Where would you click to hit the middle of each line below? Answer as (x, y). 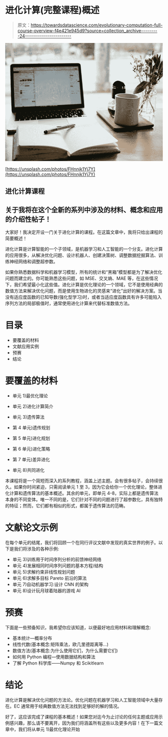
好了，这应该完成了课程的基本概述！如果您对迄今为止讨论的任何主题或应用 (82, 717)
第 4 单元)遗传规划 (31, 428)
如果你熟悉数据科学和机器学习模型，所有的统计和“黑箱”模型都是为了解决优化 (84, 272)
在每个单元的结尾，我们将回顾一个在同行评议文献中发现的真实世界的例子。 (82, 542)
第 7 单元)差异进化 (31, 460)
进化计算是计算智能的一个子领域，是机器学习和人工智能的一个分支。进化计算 (84, 249)
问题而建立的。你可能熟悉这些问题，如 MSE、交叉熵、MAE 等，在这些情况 (82, 278)
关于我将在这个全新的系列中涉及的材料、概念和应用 (84, 210)
